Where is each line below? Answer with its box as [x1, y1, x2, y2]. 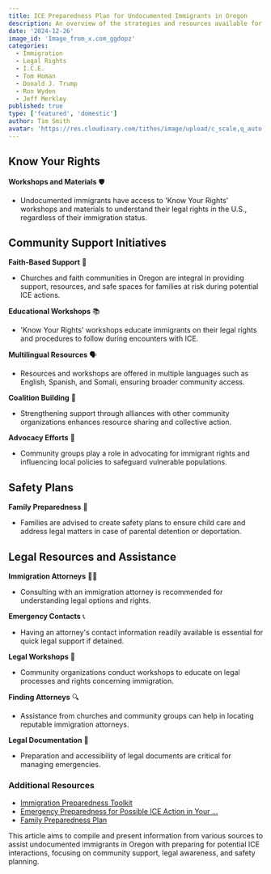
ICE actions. [19, 291, 61, 300]
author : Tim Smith [8, 117, 70, 125]
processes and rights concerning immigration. [19, 677, 174, 685]
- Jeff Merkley [15, 95, 67, 103]
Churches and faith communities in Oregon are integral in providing [19, 273, 244, 283]
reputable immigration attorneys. [19, 719, 129, 729]
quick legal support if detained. [19, 636, 125, 646]
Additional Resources [8, 779, 95, 791]
